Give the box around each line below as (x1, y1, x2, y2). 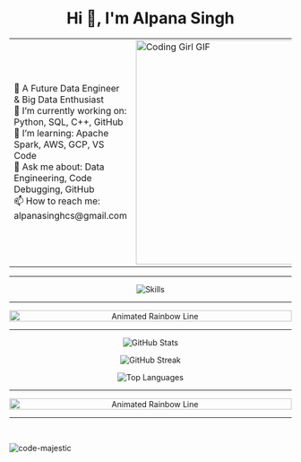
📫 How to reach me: (13, 195, 100, 207)
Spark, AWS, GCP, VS (13, 138, 105, 151)
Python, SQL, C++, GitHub (13, 116, 124, 128)
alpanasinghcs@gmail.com (13, 210, 127, 222)
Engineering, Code (13, 172, 92, 185)
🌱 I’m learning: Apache (13, 127, 109, 140)
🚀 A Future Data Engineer (13, 83, 120, 95)
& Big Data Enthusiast (13, 93, 105, 106)
